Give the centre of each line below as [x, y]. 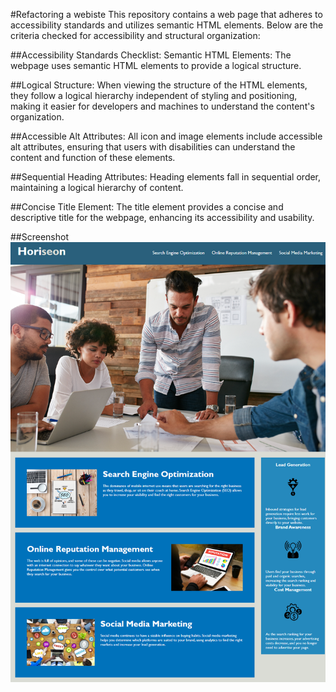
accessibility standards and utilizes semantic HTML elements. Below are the [167, 25]
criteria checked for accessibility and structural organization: [135, 35]
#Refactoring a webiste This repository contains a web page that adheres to [166, 14]
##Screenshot [39, 237]
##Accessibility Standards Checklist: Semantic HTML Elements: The [151, 55]
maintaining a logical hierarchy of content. [97, 187]
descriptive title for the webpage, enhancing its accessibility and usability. [162, 217]
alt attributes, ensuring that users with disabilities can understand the [153, 147]
